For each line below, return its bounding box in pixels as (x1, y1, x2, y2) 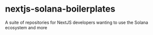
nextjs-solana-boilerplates (5, 3, 116, 15)
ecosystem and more (5, 24, 48, 30)
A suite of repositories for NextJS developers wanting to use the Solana (5, 19, 148, 25)
